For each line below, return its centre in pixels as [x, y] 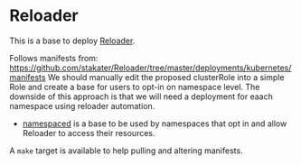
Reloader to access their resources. [89, 133]
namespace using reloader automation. [82, 105]
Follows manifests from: [54, 58]
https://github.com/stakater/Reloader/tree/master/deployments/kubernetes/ [150, 68]
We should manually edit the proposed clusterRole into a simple [166, 77]
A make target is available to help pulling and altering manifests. [126, 151]
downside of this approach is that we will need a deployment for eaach [141, 96]
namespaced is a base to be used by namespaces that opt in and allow [155, 124]
